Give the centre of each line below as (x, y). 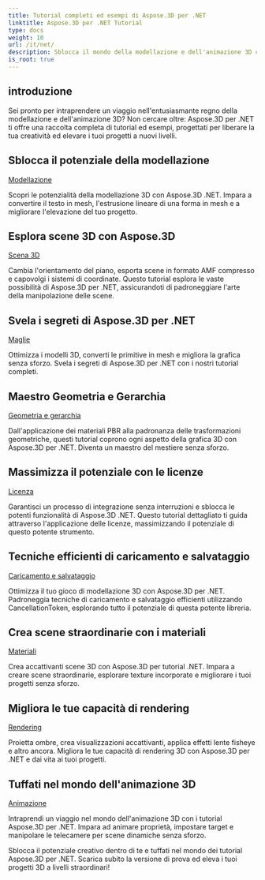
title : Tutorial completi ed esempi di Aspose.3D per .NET (107, 15)
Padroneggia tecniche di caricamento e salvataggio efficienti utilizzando (125, 599)
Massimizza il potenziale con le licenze (106, 472)
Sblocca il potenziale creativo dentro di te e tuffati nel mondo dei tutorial (125, 850)
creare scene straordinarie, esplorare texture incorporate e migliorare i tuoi (130, 675)
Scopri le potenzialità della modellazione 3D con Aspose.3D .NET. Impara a (130, 195)
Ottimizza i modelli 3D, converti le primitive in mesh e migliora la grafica (124, 355)
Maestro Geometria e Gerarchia (87, 397)
